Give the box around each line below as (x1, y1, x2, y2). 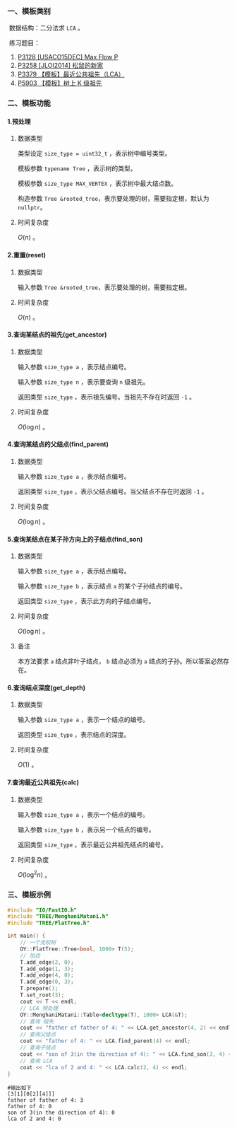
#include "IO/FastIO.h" (7, 907, 78, 914)
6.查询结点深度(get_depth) (7, 683, 86, 692)
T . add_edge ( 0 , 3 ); (20, 978, 74, 986)
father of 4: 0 (7, 1103, 52, 1110)
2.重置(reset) (7, 251, 47, 260)
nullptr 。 (17, 203, 47, 211)
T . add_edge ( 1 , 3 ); (20, 965, 74, 972)
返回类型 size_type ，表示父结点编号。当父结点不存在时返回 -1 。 (17, 487, 208, 496)
